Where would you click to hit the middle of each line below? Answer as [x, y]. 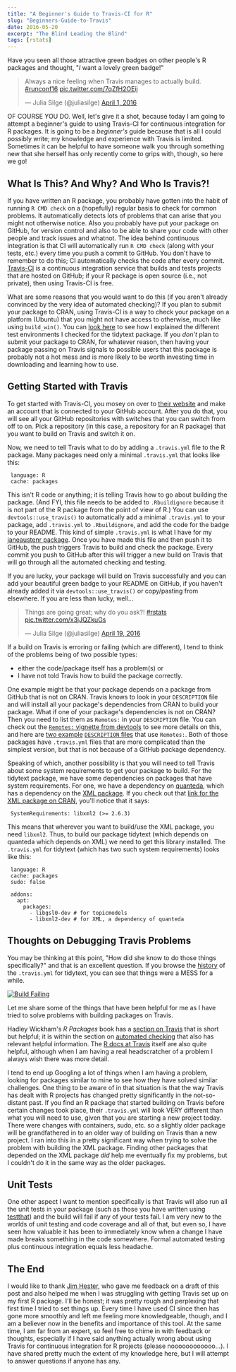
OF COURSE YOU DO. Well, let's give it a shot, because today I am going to [116, 117]
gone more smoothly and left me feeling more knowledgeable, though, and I [117, 1316]
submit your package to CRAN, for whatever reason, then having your [108, 342]
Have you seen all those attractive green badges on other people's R [107, 60]
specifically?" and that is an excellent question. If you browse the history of [116, 965]
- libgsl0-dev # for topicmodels [79, 913]
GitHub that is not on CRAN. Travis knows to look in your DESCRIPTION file [113, 697]
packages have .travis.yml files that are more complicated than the [106, 742]
